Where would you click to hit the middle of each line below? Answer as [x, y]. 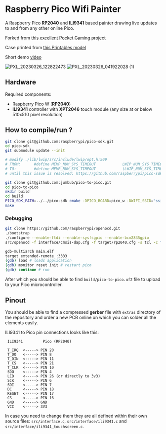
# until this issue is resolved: [40, 173]
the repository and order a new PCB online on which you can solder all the [81, 317]
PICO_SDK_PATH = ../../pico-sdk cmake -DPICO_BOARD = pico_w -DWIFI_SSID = [79, 201]
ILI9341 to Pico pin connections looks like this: [52, 332]
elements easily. [21, 323]
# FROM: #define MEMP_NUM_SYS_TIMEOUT [51, 164]
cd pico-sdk [17, 146]
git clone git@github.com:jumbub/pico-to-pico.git [58, 182]
